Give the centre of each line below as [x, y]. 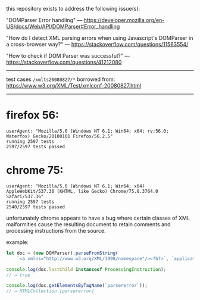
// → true [18, 275]
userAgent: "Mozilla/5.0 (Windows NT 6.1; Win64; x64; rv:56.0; [87, 131]
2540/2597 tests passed [36, 207]
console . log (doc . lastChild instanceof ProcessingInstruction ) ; [86, 269]
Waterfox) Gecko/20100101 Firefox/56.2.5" [60, 136]
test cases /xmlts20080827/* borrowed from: [61, 79]
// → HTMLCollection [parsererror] [50, 291]
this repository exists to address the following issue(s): [73, 9]
